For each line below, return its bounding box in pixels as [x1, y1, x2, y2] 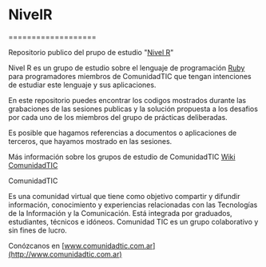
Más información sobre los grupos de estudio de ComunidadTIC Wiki [8, 152, 236, 161]
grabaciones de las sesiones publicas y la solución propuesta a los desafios [8, 104, 258, 114]
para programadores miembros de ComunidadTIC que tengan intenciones [8, 71, 252, 81]
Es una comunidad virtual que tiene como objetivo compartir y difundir [8, 191, 240, 201]
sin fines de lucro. [8, 225, 68, 235]
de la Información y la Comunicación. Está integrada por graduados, [8, 208, 233, 217]
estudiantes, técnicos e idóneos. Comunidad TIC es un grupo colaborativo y [8, 217, 259, 226]
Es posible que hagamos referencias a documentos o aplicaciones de [8, 128, 237, 137]
